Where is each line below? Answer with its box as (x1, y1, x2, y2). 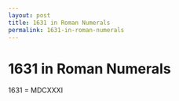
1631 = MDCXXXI (8, 85, 64, 95)
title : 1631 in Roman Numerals (8, 19, 111, 27)
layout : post (8, 11, 51, 20)
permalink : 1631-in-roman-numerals (8, 26, 125, 34)
